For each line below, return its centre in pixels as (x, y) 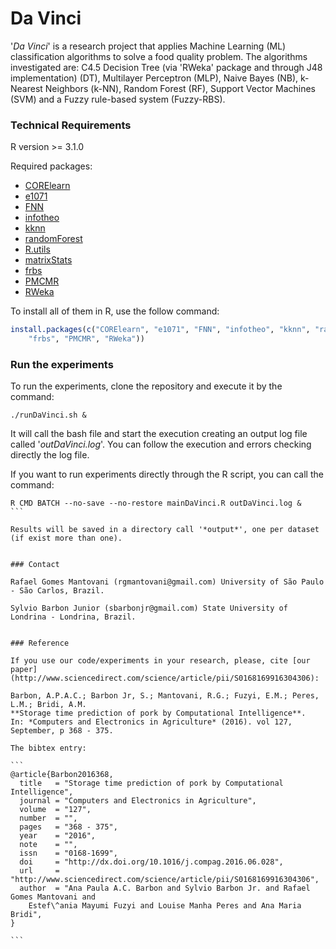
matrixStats (48, 260)
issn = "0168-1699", (68, 853)
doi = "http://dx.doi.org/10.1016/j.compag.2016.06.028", (151, 862)
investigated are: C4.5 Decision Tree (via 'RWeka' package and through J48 (166, 67)
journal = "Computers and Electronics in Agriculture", (138, 801)
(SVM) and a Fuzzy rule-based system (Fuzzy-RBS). (118, 99)
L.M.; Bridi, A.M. (48, 705)
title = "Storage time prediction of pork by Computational (151, 783)
